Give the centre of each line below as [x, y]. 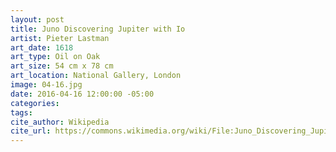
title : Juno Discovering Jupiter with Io [98, 29]
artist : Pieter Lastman [60, 38]
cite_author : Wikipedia [60, 122]
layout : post [37, 19]
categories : [35, 103]
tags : [21, 112]
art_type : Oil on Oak [55, 57]
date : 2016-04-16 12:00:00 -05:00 [82, 94]
